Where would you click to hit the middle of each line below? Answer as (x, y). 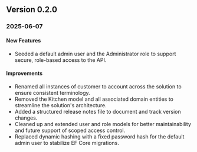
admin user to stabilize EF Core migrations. (67, 143)
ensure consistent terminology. (52, 92)
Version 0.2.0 (32, 10)
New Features (24, 40)
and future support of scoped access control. (70, 130)
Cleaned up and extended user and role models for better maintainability (103, 124)
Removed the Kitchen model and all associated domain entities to (94, 99)
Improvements (24, 74)
